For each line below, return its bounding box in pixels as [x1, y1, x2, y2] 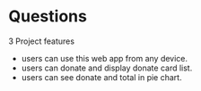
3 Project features [8, 36, 75, 46]
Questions [8, 6, 87, 27]
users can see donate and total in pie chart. [21, 71, 182, 82]
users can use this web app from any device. [21, 53, 188, 63]
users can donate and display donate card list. [21, 62, 193, 73]
